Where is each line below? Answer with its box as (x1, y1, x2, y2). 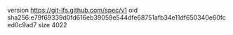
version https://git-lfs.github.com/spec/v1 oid (7, 6, 138, 14)
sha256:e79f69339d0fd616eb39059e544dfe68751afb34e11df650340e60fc (7, 13, 227, 22)
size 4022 (38, 21, 67, 29)
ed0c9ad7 (7, 21, 37, 29)
